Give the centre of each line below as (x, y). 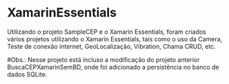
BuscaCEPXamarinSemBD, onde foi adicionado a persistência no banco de (113, 67)
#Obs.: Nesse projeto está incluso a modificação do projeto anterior (103, 59)
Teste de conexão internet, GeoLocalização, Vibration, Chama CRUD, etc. (111, 46)
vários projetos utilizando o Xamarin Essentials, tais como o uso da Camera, (115, 39)
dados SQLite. (27, 74)
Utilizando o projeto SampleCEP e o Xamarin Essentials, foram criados (107, 32)
